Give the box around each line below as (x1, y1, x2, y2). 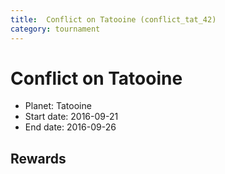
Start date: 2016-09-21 (24, 111, 119, 123)
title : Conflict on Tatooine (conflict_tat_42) (10, 14, 217, 25)
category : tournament (10, 24, 101, 34)
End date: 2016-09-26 (24, 121, 117, 133)
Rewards (10, 150, 67, 167)
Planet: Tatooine (24, 100, 92, 112)
